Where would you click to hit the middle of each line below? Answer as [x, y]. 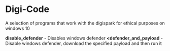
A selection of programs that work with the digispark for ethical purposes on [85, 23]
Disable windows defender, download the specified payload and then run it [84, 43]
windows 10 [18, 28]
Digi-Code [27, 9]
